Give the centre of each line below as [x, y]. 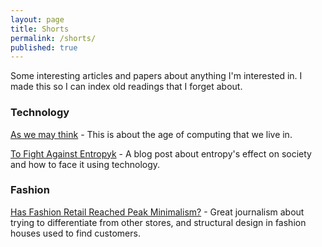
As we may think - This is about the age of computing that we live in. [151, 134]
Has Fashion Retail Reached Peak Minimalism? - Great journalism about [157, 212]
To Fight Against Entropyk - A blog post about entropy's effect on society [161, 153]
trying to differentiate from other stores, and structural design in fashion [158, 222]
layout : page [37, 19]
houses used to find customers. [75, 233]
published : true [44, 47]
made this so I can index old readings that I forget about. [126, 87]
